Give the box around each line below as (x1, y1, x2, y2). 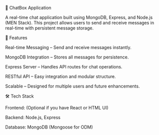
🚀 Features (5, 35, 27, 40)
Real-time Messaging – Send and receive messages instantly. (5, 44, 131, 50)
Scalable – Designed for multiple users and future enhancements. (5, 83, 140, 89)
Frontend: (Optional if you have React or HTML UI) (5, 105, 108, 110)
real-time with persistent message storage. (5, 25, 94, 31)
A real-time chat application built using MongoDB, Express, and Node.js (5, 14, 153, 20)
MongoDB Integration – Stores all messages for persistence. (5, 54, 129, 60)
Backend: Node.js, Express (5, 114, 61, 120)
